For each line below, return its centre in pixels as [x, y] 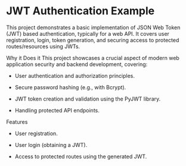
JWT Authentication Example [80, 11]
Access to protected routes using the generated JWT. [81, 156]
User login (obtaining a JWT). [51, 145]
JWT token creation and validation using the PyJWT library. [88, 99]
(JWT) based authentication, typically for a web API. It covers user [88, 33]
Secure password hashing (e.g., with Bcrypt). [70, 87]
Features [17, 122]
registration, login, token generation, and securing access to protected [93, 40]
